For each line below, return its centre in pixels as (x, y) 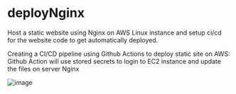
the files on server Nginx (43, 69)
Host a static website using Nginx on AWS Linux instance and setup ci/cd (114, 33)
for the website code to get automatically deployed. (83, 40)
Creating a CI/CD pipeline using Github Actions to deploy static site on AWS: (119, 54)
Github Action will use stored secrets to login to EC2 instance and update (114, 61)
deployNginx (46, 13)
